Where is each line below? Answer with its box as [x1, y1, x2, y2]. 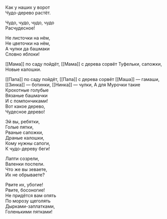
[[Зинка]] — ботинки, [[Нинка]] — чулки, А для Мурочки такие [5, 81, 141, 88]
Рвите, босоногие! [5, 187, 45, 193]
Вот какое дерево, [5, 103, 45, 109]
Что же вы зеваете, [5, 167, 47, 172]
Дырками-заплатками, [5, 203, 55, 209]
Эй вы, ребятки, [5, 119, 40, 124]
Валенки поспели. [5, 161, 45, 167]
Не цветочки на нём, [5, 40, 50, 46]
